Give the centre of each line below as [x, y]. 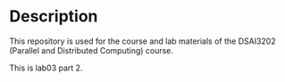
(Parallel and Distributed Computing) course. [92, 50]
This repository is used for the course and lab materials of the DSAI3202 [142, 41]
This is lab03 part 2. [46, 68]
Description [54, 16]
